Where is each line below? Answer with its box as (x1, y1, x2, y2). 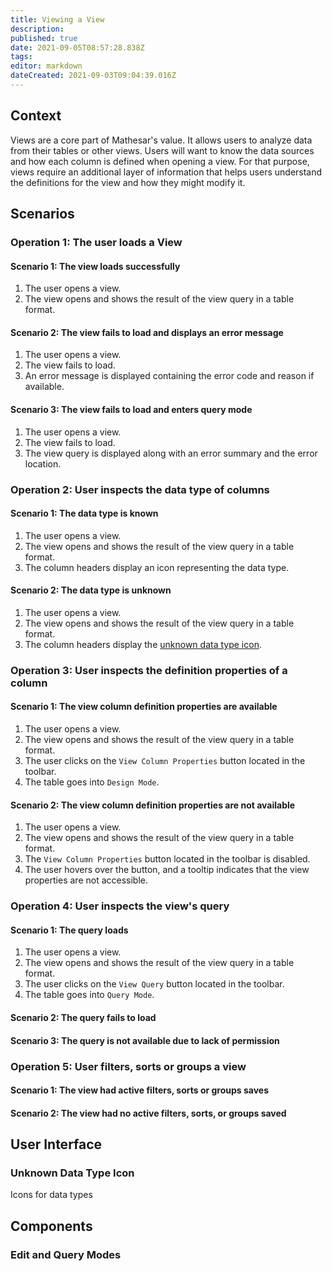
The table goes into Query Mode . (24, 989, 155, 1001)
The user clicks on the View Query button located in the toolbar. (24, 978, 285, 990)
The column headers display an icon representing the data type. (24, 561, 290, 573)
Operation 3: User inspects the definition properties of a (10, 663, 288, 677)
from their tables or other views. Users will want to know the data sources (10, 144, 315, 156)
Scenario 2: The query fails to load (10, 1011, 157, 1023)
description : (10, 24, 65, 34)
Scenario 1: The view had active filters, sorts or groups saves (10, 1084, 270, 1096)
